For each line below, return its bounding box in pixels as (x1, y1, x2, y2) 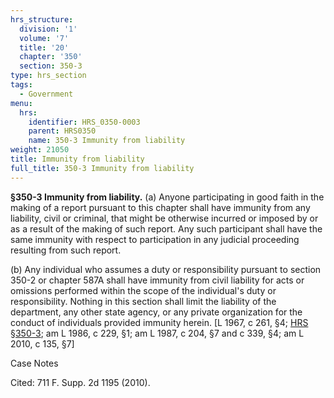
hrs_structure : (10, 14, 74, 25)
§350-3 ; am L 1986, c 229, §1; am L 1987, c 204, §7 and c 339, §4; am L (10, 327, 305, 339)
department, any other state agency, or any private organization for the (10, 306, 303, 318)
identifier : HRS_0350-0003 (28, 117, 141, 127)
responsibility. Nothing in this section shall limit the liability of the (10, 295, 277, 307)
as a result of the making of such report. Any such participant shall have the (10, 222, 323, 235)
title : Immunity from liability (10, 154, 145, 164)
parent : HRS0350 (28, 126, 97, 136)
